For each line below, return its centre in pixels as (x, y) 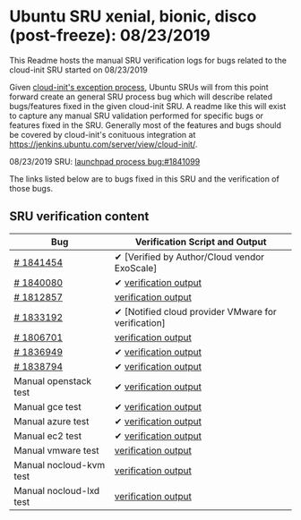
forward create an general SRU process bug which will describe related (141, 97)
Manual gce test (48, 406)
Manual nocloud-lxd (57, 490)
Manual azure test (52, 421)
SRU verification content (79, 217)
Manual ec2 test (48, 436)
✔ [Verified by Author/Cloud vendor (189, 257)
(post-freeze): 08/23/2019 (110, 35)
